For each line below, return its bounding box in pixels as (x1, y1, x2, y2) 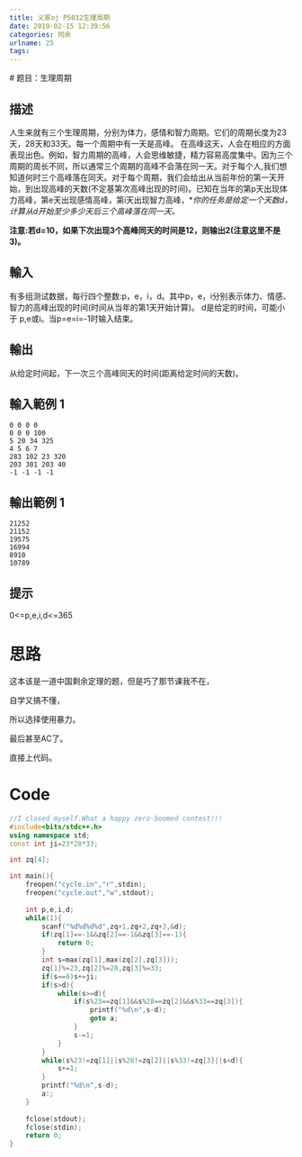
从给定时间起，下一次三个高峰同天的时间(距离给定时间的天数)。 (9, 367, 244, 378)
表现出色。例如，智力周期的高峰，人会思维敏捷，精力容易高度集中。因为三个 (9, 149, 293, 160)
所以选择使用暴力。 (9, 713, 81, 725)
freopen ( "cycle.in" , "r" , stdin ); (25, 880, 147, 890)
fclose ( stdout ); (25, 1114, 87, 1124)
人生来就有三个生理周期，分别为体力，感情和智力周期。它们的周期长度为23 (9, 127, 288, 138)
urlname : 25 (9, 38, 54, 48)
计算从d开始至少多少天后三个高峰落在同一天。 (9, 205, 180, 216)
